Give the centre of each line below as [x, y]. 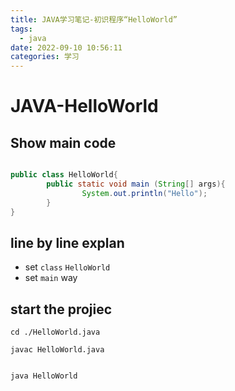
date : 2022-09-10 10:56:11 [66, 47]
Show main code [63, 142]
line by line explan [67, 242]
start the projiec [61, 309]
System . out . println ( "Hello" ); [144, 193]
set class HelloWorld [67, 267]
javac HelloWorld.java [57, 350]
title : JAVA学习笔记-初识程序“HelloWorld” [94, 19]
